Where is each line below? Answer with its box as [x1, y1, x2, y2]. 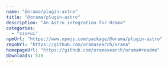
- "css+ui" [11, 31, 38, 37]
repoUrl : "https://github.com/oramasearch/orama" [6, 42, 131, 48]
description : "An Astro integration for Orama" [6, 20, 126, 25]
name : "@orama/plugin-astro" [6, 8, 78, 15]
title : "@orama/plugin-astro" [6, 14, 81, 20]
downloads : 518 [6, 53, 44, 59]
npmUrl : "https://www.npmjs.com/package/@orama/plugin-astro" [6, 36, 163, 42]
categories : [6, 25, 35, 31]
